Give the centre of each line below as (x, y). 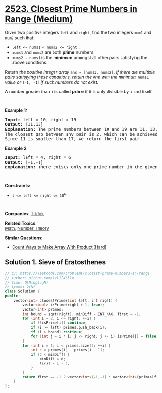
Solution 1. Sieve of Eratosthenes (55, 262)
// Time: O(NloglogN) (27, 282)
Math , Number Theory (27, 228)
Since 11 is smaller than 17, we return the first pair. (74, 139)
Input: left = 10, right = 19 (41, 119)
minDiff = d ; (53, 359)
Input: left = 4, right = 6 (38, 157)
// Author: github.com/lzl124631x (40, 278)
